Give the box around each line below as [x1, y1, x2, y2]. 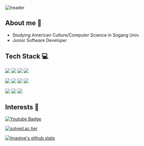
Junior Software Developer [12, 37, 68, 43]
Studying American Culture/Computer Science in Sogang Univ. [12, 32, 140, 38]
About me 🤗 [5, 19, 42, 27]
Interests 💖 [5, 103, 39, 111]
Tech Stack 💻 [5, 52, 49, 61]
